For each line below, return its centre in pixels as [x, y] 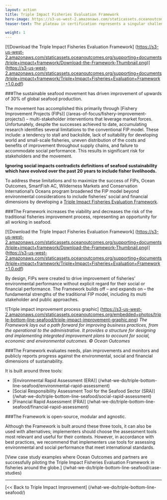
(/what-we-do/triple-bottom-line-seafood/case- [112, 468]
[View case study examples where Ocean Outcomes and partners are [76, 457]
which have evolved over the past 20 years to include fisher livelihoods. [81, 171]
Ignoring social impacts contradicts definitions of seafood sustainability [81, 166]
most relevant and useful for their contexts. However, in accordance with [80, 437]
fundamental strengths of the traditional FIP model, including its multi [76, 294]
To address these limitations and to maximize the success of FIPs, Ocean [80, 181]
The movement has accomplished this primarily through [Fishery [71, 109]
